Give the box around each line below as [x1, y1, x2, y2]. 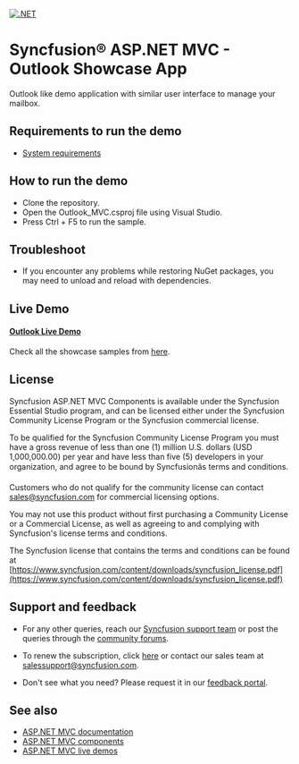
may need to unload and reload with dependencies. [21, 276, 212, 286]
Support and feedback [9, 599, 137, 615]
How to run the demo [9, 174, 129, 189]
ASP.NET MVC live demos [21, 745, 119, 756]
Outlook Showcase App [9, 59, 187, 80]
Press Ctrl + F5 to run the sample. [21, 216, 147, 227]
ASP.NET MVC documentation [21, 726, 134, 737]
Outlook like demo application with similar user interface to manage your [9, 88, 276, 98]
